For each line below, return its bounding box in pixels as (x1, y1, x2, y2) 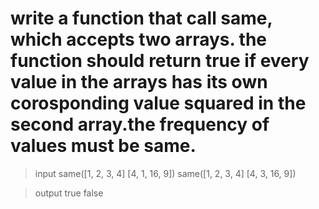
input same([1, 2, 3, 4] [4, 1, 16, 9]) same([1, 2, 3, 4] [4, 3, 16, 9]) (34, 167, 297, 179)
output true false (34, 187, 104, 199)
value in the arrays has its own (10, 71, 268, 94)
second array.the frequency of (10, 113, 270, 136)
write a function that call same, (10, 7, 273, 30)
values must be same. (10, 135, 197, 157)
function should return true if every (10, 50, 310, 72)
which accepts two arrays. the (10, 28, 268, 51)
